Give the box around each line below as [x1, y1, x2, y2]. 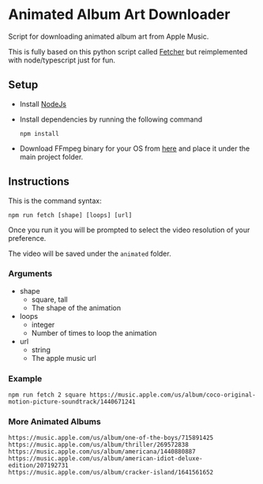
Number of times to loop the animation [31, 328, 157, 337]
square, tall [31, 295, 69, 304]
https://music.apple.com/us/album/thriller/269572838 [8, 441, 190, 449]
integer [31, 320, 55, 329]
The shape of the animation [31, 302, 121, 313]
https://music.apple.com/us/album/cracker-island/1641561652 [8, 468, 214, 477]
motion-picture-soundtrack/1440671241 [8, 398, 136, 406]
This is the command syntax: [8, 196, 102, 205]
